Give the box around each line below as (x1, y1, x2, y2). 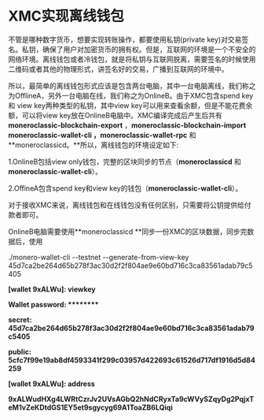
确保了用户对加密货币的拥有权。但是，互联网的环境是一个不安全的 (42, 44, 256, 54)
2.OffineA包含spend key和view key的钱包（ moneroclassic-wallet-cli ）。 (8, 183, 243, 193)
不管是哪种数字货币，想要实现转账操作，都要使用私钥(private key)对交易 (8, 35, 242, 44)
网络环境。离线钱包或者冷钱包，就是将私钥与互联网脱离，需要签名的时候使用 (8, 54, 256, 64)
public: (8, 347, 31, 356)
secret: (8, 314, 32, 324)
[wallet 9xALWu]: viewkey (8, 284, 96, 294)
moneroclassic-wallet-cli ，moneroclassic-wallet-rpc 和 (8, 130, 196, 139)
